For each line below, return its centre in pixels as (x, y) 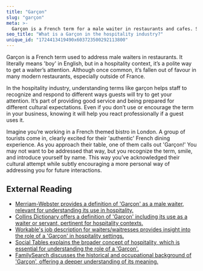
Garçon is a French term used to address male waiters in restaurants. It (95, 57)
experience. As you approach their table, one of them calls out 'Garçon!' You (101, 145)
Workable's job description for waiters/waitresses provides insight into (103, 229)
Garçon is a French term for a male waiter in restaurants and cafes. (102, 29)
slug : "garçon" (25, 18)
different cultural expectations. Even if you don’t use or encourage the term (100, 107)
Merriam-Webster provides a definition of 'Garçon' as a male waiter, (99, 203)
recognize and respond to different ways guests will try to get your (89, 94)
